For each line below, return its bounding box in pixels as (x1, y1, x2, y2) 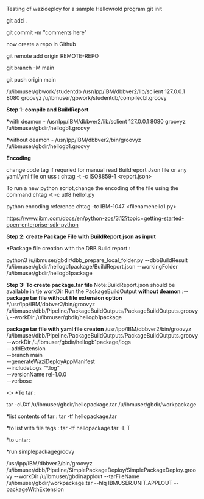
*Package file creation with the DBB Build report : (6, 245, 131, 252)
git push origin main (6, 76, 57, 83)
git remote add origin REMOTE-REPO (6, 52, 99, 60)
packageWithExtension (6, 486, 64, 493)
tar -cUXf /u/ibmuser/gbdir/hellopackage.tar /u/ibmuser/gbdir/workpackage (6, 401, 197, 408)
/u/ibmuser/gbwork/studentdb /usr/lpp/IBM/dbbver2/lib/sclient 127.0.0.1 (6, 88, 185, 95)
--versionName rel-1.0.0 (6, 371, 67, 378)
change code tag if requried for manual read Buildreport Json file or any (6, 166, 187, 173)
